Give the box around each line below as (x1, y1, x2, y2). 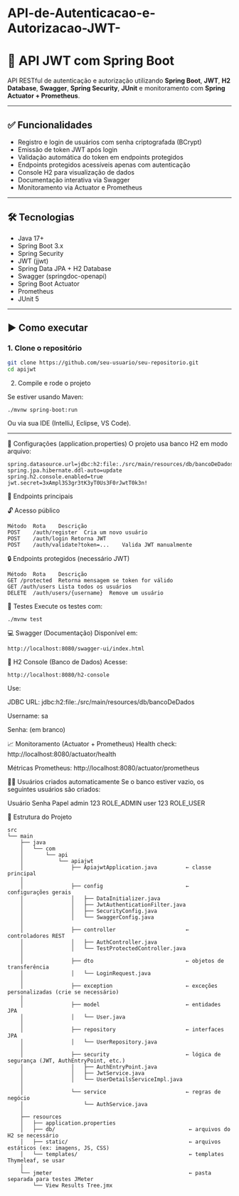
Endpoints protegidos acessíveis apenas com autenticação (17, 160, 191, 169)
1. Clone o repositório (7, 344, 83, 354)
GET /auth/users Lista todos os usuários (7, 583, 132, 591)
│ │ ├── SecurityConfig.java (20, 907, 158, 915)
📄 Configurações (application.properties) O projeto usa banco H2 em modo (7, 440, 228, 448)
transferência (7, 964, 50, 971)
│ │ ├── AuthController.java (20, 939, 158, 946)
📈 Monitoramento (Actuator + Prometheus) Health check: (7, 740, 177, 748)
